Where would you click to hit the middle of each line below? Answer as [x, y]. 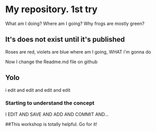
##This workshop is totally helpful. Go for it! [51, 124]
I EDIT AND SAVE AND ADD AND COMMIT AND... [57, 114]
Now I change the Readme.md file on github [51, 62]
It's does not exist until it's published [65, 39]
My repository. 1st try [51, 9]
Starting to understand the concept [50, 103]
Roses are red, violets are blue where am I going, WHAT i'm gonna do [78, 51]
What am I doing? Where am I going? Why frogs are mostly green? [75, 23]
